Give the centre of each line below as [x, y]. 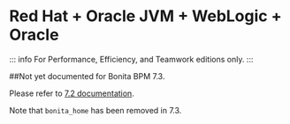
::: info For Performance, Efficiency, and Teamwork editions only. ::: [131, 59]
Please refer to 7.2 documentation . [72, 93]
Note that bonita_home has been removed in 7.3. [95, 110]
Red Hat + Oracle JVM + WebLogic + [145, 16]
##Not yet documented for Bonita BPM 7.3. [87, 76]
